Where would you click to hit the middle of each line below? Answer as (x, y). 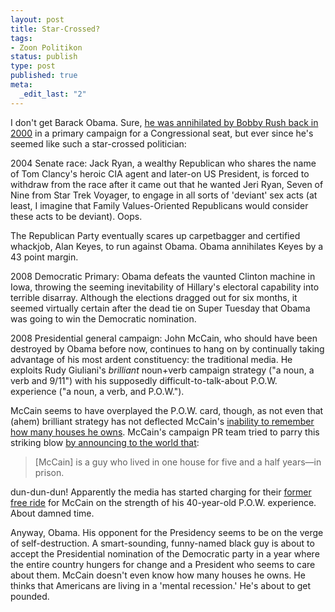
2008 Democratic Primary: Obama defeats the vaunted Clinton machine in (163, 276)
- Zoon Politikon (46, 47)
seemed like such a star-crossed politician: (98, 143)
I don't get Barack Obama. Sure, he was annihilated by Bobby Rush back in (164, 122)
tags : (21, 38)
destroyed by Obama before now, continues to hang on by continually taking (167, 348)
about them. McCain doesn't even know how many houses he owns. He (158, 575)
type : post (33, 66)
